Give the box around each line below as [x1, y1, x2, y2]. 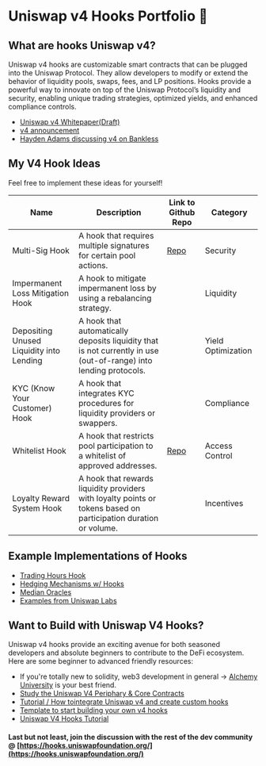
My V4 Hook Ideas [8, 157, 101, 170]
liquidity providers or [78, 408, 156, 419]
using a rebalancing [78, 293, 152, 304]
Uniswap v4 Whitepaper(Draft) [19, 117, 120, 126]
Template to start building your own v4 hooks [19, 706, 168, 715]
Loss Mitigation [12, 287, 70, 298]
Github [169, 206, 196, 217]
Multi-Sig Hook [12, 245, 70, 256]
